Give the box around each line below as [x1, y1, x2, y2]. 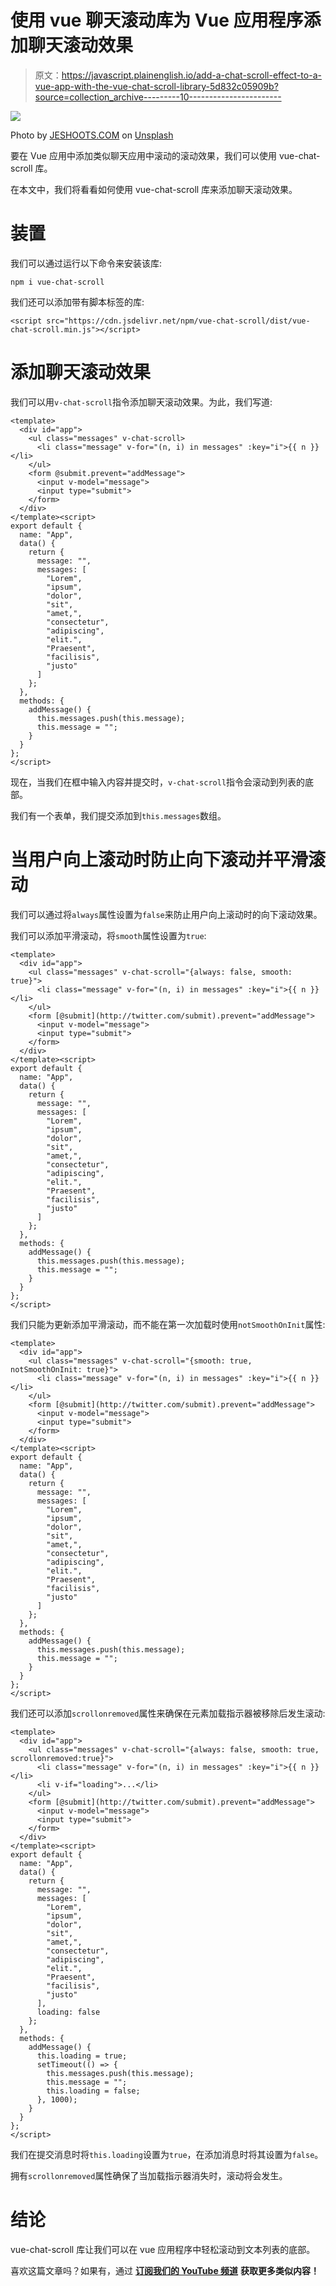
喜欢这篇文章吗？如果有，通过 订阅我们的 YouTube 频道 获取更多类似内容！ [10, 2264, 320, 2276]
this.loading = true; [36, 2051, 128, 2061]
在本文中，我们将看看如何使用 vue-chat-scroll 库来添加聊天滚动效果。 [10, 183, 298, 195]
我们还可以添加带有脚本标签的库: [10, 296, 145, 308]
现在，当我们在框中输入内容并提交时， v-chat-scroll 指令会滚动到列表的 [10, 776, 306, 788]
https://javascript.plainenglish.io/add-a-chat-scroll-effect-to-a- [61, 69, 322, 81]
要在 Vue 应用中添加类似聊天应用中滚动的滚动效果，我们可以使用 [10, 149, 277, 161]
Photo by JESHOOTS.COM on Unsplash [10, 129, 174, 141]
